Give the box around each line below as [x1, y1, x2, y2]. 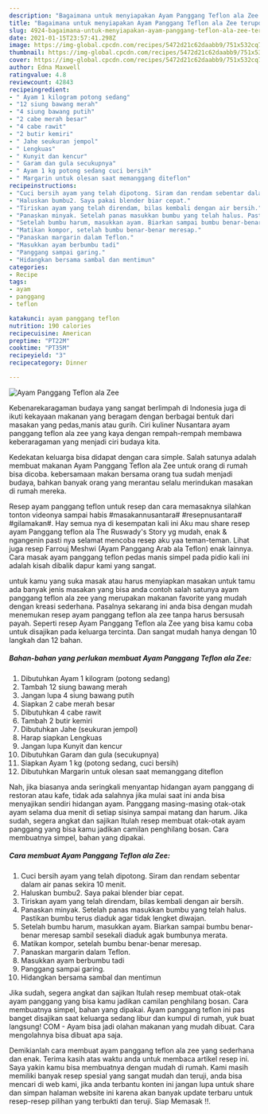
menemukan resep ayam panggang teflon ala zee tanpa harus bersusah [9, 610, 245, 619]
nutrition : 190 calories [9, 321, 91, 330]
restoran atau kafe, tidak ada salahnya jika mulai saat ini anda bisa [9, 790, 226, 800]
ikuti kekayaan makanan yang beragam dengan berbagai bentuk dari [9, 411, 234, 421]
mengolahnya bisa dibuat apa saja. [9, 1030, 123, 1039]
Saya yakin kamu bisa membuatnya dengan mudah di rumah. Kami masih [9, 1062, 249, 1072]
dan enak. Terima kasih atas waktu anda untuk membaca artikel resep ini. [9, 1054, 250, 1063]
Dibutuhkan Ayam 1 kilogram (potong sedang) [20, 673, 170, 683]
